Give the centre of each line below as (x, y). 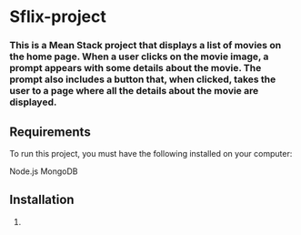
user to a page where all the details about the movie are (134, 91)
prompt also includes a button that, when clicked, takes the (143, 79)
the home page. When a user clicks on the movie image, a (139, 56)
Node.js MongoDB (44, 171)
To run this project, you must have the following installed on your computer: (151, 153)
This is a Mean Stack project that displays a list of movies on (145, 46)
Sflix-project (58, 17)
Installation (42, 200)
